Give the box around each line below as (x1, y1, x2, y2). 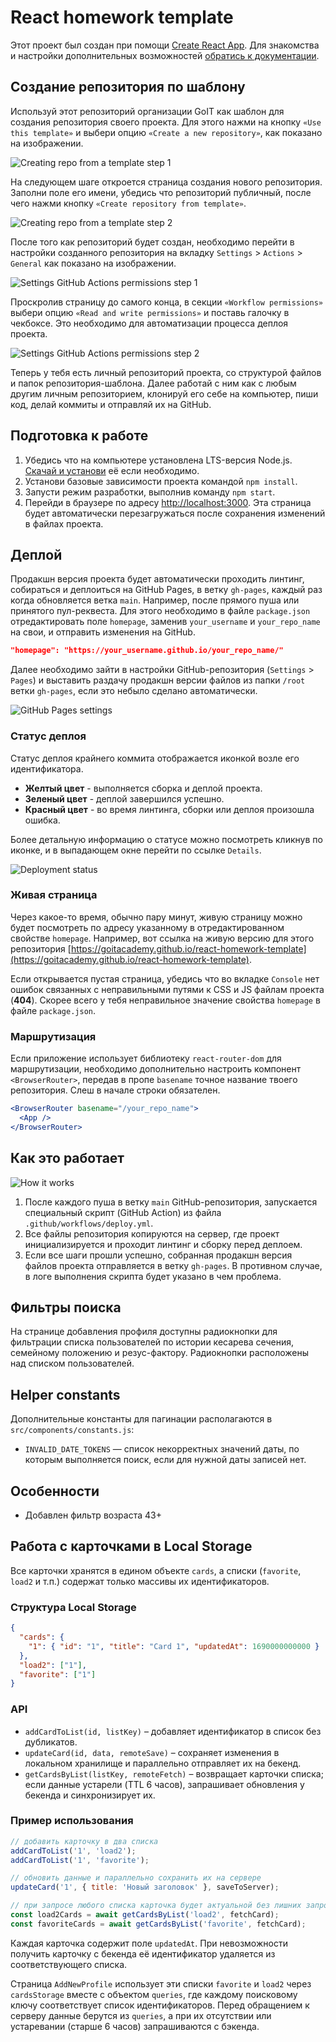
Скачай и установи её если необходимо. (24, 464, 200, 476)
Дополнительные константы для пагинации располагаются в (10, 1413, 273, 1425)
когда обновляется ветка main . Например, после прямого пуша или (10, 594, 300, 606)
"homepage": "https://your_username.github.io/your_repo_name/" (10, 646, 284, 656)
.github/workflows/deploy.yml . (24, 1217, 154, 1229)
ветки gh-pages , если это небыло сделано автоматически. (10, 685, 258, 697)
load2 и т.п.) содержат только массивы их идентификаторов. (10, 1575, 270, 1587)
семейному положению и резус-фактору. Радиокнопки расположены (10, 1347, 310, 1359)
